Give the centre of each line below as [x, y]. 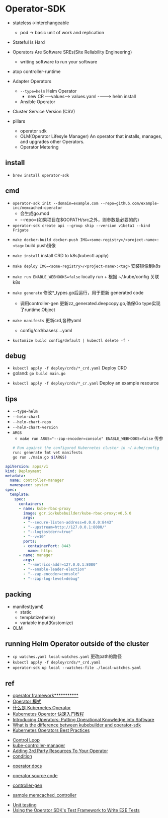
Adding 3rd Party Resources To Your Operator [60, 751]
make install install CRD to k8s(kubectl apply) [61, 255]
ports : [30, 541]
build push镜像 [40, 245]
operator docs [27, 766]
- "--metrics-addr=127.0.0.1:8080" [61, 565]
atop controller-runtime [36, 71]
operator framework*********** [46, 696]
